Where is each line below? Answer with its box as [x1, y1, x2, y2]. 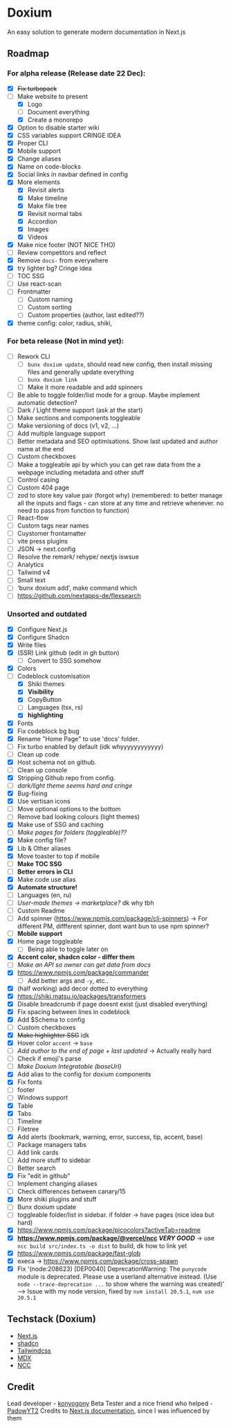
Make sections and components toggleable [17, 414, 140, 422]
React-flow [17, 514, 49, 522]
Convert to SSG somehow [27, 656, 102, 665]
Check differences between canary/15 [17, 1187, 126, 1195]
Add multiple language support [17, 429, 106, 437]
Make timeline [27, 194, 68, 202]
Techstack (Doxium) [7, 1313, 97, 1325]
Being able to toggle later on [27, 945, 109, 953]
